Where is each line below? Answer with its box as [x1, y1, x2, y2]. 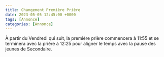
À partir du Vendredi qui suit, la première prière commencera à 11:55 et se [5, 35, 159, 41]
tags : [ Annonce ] [5, 17, 40, 22]
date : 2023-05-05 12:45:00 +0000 [5, 12, 76, 17]
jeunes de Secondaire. [5, 46, 52, 52]
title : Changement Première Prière [5, 7, 81, 13]
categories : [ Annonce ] [5, 21, 53, 27]
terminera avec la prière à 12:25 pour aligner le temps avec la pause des [5, 41, 156, 47]
